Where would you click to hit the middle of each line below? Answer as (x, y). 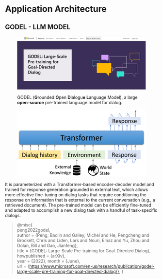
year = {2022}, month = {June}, (49, 261)
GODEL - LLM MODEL (38, 27)
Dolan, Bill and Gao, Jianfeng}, (47, 245)
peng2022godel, (33, 230)
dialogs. (13, 215)
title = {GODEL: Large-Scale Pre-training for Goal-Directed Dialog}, (84, 251)
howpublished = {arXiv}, (41, 256)
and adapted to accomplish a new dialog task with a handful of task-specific (81, 210)
